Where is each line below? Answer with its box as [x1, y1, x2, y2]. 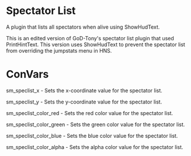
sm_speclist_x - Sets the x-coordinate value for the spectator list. [6, 86, 162, 94]
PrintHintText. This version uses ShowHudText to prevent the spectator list [6, 41, 186, 48]
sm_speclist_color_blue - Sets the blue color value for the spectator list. [6, 132, 178, 139]
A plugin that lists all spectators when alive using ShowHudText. [6, 23, 160, 30]
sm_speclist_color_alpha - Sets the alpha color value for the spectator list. [6, 143, 183, 150]
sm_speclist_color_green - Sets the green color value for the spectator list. [6, 121, 185, 128]
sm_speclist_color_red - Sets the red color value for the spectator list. [6, 109, 173, 116]
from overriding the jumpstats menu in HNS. [6, 47, 112, 54]
